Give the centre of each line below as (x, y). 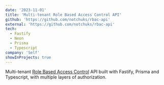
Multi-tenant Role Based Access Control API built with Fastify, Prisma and (82, 72)
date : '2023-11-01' (26, 10)
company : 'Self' (22, 52)
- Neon (17, 39)
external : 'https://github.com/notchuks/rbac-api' (60, 24)
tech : (11, 29)
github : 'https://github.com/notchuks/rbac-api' (58, 19)
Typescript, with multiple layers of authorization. (56, 77)
